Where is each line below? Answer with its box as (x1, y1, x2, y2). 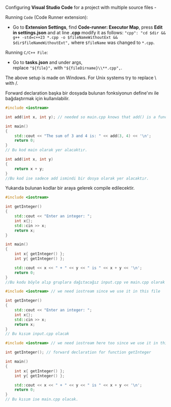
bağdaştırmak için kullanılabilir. (5, 96, 70, 101)
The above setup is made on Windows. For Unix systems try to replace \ (5, 75, 157, 81)
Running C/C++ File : (5, 50, 48, 55)
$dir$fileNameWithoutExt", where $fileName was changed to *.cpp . (12, 39, 155, 46)
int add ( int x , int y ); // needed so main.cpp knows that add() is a (5, 115, 156, 120)
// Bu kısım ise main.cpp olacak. (5, 397, 79, 402)
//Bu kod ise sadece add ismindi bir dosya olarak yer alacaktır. (5, 176, 149, 181)
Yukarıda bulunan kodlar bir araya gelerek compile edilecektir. (5, 185, 135, 191)
